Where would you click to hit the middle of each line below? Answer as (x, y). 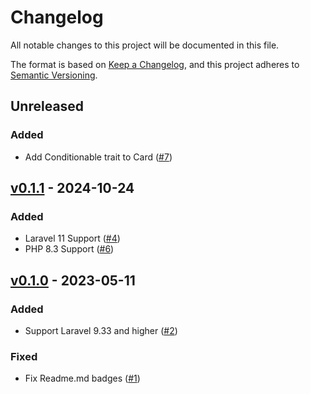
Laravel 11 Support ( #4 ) (72, 238)
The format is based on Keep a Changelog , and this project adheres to (155, 64)
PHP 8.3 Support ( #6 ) (69, 249)
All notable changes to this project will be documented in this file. (145, 45)
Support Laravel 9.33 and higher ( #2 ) (101, 330)
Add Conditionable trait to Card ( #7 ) (98, 157)
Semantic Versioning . (54, 75)
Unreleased (47, 106)
